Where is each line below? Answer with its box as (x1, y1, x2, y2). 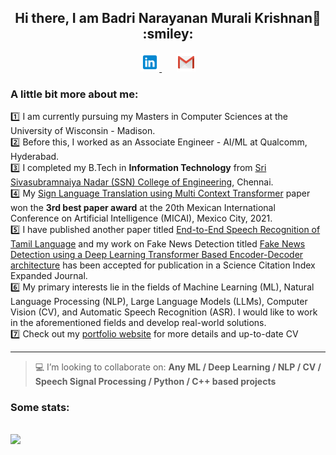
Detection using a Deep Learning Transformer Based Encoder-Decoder (10, 249, 304, 261)
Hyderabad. (10, 151, 60, 163)
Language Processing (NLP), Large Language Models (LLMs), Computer (10, 296, 308, 308)
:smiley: (142, 26, 194, 43)
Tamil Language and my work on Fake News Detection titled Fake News (10, 238, 306, 250)
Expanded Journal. (10, 270, 88, 282)
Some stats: (10, 401, 70, 415)
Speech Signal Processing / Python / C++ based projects (34, 376, 277, 388)
